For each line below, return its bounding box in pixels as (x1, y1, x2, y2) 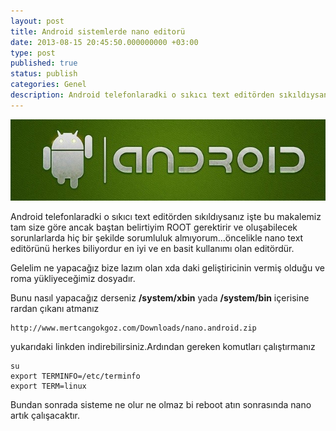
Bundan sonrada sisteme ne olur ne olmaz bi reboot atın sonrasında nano (10, 399, 312, 411)
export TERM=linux (10, 381, 87, 392)
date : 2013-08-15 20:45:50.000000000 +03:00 (10, 37, 199, 47)
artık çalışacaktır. (10, 410, 81, 422)
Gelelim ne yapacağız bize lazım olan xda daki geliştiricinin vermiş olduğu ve (10, 262, 325, 274)
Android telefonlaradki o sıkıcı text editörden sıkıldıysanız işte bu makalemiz (10, 211, 322, 223)
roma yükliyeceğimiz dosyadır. (10, 273, 136, 285)
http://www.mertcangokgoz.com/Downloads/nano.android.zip (10, 323, 257, 334)
